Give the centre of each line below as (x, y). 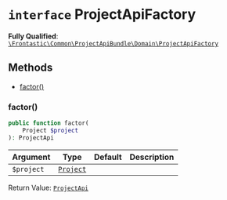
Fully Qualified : (33, 36)
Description (152, 157)
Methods (31, 68)
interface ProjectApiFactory (102, 15)
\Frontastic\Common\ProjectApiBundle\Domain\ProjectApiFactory (113, 44)
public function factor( (49, 123)
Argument (31, 157)
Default (108, 157)
